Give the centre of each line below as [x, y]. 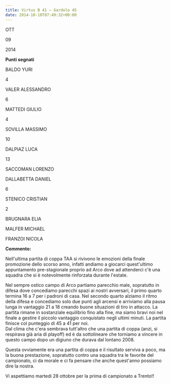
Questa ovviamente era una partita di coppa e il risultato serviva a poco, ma [85, 350]
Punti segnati [20, 59]
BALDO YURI [19, 69]
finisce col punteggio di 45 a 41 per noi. [47, 323]
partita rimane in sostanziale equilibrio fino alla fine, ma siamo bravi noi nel [84, 312]
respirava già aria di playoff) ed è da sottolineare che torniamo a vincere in [84, 334]
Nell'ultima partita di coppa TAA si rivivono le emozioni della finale [75, 259]
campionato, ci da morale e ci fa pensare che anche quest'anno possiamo [83, 360]
